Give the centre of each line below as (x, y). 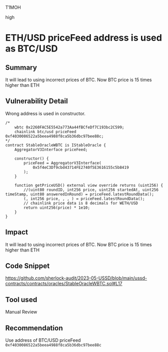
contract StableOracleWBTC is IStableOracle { (56, 145)
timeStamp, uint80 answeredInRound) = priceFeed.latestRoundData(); (80, 194)
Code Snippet (28, 266)
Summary (21, 68)
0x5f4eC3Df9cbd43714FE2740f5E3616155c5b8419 (81, 167)
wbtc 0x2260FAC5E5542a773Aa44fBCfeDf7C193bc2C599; (69, 127)
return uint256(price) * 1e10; (57, 208)
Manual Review (21, 312)
